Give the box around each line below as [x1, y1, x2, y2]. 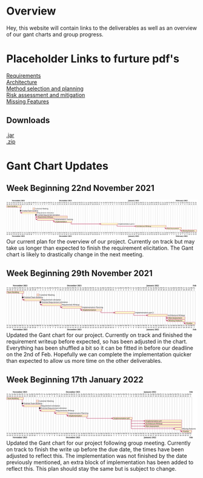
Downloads [6, 115, 50, 125]
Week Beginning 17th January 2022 [6, 374, 144, 385]
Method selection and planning [6, 85, 84, 92]
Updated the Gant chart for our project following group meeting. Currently [6, 439, 191, 446]
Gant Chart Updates [6, 159, 109, 173]
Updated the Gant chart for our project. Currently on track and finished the [6, 331, 193, 339]
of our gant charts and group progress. [6, 30, 104, 38]
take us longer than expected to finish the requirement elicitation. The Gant [6, 244, 194, 251]
